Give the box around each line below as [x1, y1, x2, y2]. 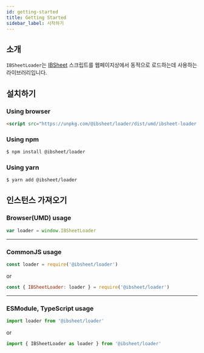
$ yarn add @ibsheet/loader [6, 177, 78, 183]
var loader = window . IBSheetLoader [6, 227, 97, 234]
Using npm [6, 135, 39, 143]
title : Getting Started [6, 15, 67, 21]
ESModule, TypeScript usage [6, 304, 94, 312]
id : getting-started [6, 8, 59, 15]
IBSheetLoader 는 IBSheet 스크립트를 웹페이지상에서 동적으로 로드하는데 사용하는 [6, 61, 197, 69]
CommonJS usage [6, 247, 62, 256]
